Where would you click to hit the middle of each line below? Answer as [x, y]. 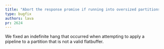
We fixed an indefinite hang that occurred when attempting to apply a [75, 37]
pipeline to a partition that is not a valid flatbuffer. [54, 42]
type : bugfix [18, 14]
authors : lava [20, 18]
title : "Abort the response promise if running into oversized [71, 9]
